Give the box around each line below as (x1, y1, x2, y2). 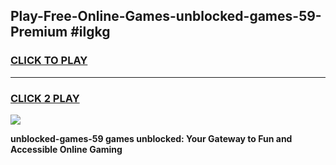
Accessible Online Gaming (10, 143, 123, 155)
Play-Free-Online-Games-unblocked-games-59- (10, 8, 322, 25)
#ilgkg (70, 24, 111, 41)
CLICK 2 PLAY (10, 91, 80, 105)
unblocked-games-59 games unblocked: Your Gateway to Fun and (10, 132, 293, 144)
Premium (10, 24, 68, 41)
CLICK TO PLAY (10, 54, 88, 68)
